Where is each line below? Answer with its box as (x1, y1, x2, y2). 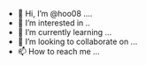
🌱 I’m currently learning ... (17, 27, 112, 37)
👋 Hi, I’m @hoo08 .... (17, 9, 93, 18)
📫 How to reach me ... (17, 47, 100, 56)
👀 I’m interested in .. (17, 18, 90, 28)
